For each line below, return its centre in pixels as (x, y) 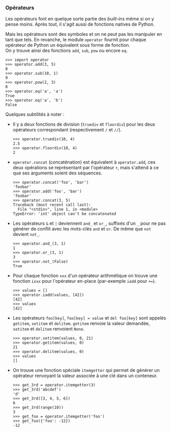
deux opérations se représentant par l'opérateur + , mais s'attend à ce (86, 168)
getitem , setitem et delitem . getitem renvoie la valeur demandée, (81, 323)
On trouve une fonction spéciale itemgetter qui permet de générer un (86, 370)
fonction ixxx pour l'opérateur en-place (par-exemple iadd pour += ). (84, 281)
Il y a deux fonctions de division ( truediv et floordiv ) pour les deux (84, 124)
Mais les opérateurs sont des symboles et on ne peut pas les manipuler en (84, 34)
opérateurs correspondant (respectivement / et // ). (67, 130)
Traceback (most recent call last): (52, 205)
